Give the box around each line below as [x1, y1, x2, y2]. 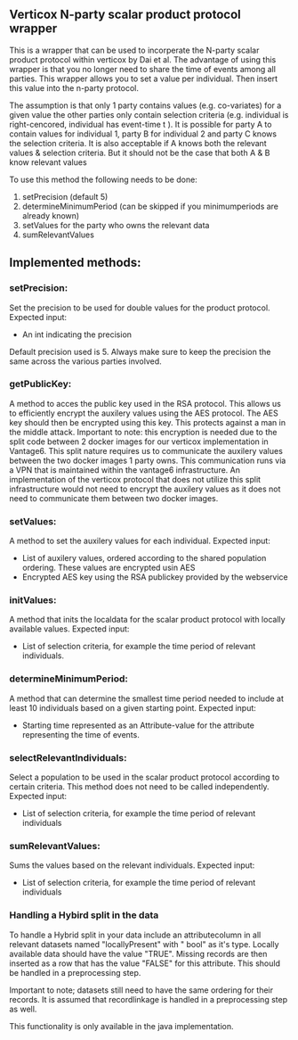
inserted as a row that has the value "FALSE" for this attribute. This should [9, 958, 280, 969]
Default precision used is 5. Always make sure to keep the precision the [9, 346, 271, 357]
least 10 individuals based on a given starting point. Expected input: [9, 702, 256, 713]
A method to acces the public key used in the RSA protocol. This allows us [9, 398, 282, 409]
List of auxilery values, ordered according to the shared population [21, 553, 267, 564]
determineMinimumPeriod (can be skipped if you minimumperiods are [21, 201, 278, 211]
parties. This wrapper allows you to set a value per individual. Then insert [9, 73, 278, 84]
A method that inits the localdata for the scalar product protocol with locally [9, 615, 286, 625]
